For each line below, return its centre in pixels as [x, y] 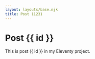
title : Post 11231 [24, 14]
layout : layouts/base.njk [31, 9]
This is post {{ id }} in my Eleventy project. [48, 51]
